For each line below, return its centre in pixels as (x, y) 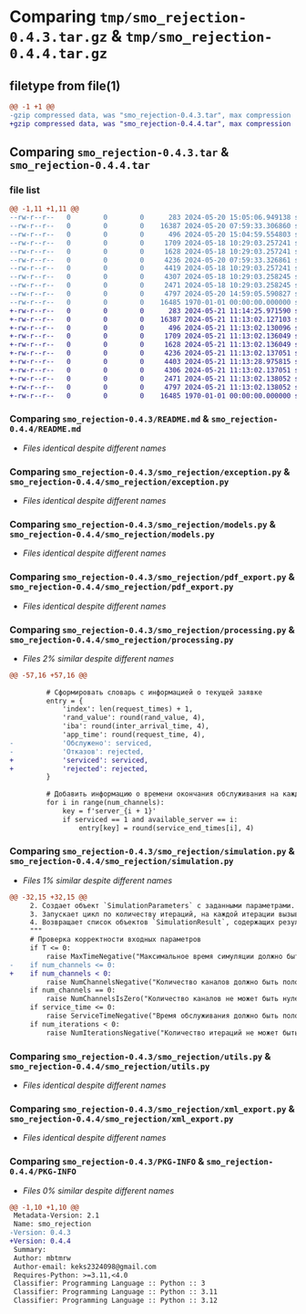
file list (25, 190)
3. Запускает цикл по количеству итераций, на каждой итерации (152, 914)
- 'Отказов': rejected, (77, 751)
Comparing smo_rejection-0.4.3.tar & (119, 152)
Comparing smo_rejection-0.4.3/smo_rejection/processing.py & (152, 630)
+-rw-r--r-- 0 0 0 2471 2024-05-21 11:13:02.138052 (150, 379)
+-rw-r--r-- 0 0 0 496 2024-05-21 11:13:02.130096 (150, 328)
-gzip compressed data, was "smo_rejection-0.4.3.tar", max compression (150, 115)
